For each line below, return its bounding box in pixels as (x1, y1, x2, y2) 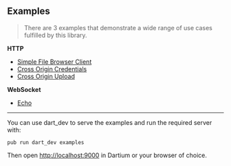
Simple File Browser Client (16, 58, 92, 66)
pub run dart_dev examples (7, 139, 85, 146)
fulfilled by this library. (23, 31, 87, 39)
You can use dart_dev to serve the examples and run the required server (7, 118, 212, 126)
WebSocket (7, 85, 41, 93)
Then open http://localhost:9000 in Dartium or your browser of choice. (7, 151, 208, 159)
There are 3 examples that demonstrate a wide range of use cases (23, 23, 213, 32)
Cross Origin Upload (16, 72, 76, 80)
